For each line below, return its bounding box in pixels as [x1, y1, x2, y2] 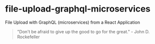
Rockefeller [17, 34, 40, 40]
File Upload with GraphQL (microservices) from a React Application [5, 19, 140, 25]
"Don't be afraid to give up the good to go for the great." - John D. [17, 29, 150, 34]
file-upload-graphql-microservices [5, 3, 151, 15]
